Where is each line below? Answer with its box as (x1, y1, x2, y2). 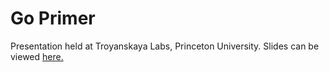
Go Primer (10, 7, 96, 30)
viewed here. (10, 50, 64, 62)
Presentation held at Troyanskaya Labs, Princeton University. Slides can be (10, 40, 320, 52)
